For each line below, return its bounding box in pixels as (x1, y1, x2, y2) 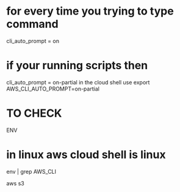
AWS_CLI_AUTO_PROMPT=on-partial (6, 85, 99, 92)
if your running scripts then (6, 59, 148, 72)
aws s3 (6, 179, 24, 187)
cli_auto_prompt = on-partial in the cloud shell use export (6, 78, 150, 86)
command (6, 17, 59, 31)
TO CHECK (6, 106, 62, 120)
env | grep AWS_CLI (6, 168, 57, 175)
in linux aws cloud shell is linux (6, 148, 166, 162)
